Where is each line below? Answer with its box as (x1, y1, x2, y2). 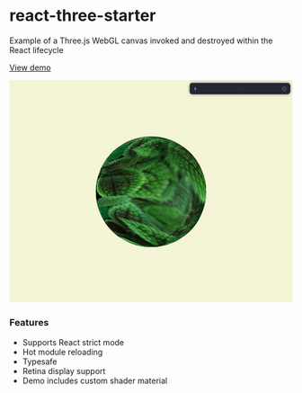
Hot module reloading (22, 346, 103, 357)
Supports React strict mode (22, 336, 125, 347)
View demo (9, 62, 51, 73)
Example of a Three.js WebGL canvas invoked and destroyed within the (9, 35, 273, 46)
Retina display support (22, 365, 106, 376)
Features (9, 317, 49, 329)
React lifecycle (9, 44, 65, 55)
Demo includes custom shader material (22, 375, 168, 386)
